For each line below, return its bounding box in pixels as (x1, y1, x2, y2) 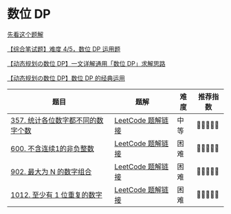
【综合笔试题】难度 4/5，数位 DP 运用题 (7, 45, 121, 53)
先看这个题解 (7, 30, 43, 38)
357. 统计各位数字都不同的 (10, 115, 97, 125)
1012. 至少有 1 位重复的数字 (10, 190, 103, 200)
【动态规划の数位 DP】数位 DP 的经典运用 (7, 73, 125, 82)
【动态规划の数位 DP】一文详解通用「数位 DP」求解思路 (7, 59, 166, 67)
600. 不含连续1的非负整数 (10, 143, 95, 153)
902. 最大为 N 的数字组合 (10, 167, 92, 176)
